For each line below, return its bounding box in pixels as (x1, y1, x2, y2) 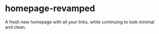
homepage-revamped (5, 3, 95, 14)
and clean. (5, 24, 26, 30)
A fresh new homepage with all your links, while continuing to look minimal (5, 19, 155, 25)
